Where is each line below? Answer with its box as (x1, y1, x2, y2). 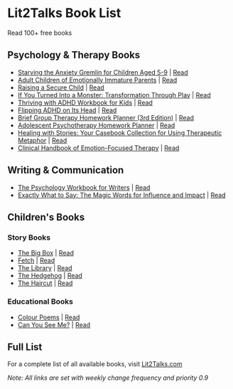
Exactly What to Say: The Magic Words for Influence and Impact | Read (17, 191, 226, 199)
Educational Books (7, 297, 73, 307)
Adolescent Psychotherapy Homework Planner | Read (17, 121, 175, 129)
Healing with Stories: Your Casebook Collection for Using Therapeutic (17, 128, 222, 137)
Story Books (7, 233, 51, 243)
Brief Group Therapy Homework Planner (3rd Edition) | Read (17, 113, 194, 122)
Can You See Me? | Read (17, 320, 91, 329)
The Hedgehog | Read (17, 272, 83, 280)
